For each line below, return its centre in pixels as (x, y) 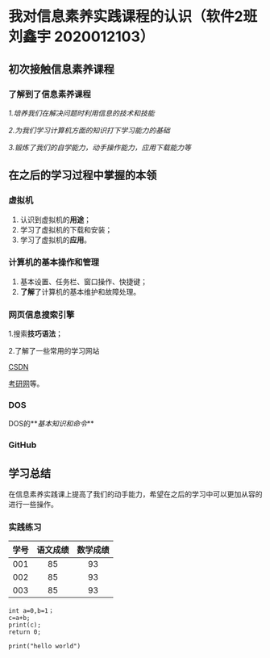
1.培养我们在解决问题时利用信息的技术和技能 (81, 113)
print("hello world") (45, 647)
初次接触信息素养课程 (61, 69)
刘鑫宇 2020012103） (81, 37)
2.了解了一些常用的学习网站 (54, 351)
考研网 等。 (26, 383)
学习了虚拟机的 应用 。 (55, 240)
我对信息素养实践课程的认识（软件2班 (133, 17)
